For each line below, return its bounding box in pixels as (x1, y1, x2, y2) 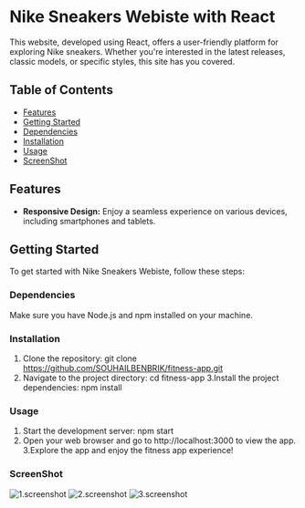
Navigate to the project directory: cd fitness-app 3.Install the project (22, 372, 279, 383)
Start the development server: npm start (22, 426, 174, 437)
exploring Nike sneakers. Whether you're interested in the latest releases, (9, 46, 286, 57)
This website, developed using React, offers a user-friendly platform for (9, 36, 279, 47)
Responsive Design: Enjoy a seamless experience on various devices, (22, 205, 288, 216)
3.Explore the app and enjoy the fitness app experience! (22, 445, 234, 456)
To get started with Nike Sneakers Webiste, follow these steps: (9, 266, 245, 277)
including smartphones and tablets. (22, 215, 156, 226)
